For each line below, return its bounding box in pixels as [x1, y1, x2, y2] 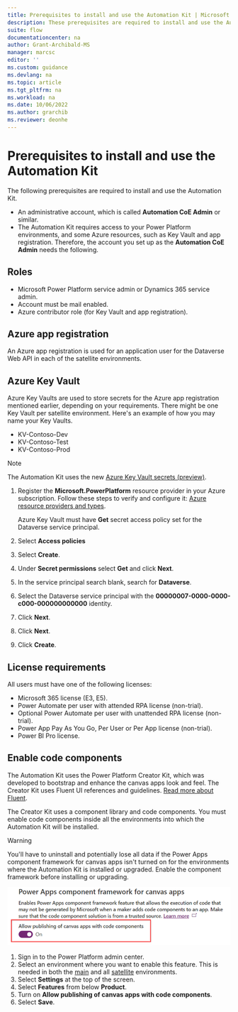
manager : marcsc [7, 49, 55, 56]
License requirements [7, 661, 106, 673]
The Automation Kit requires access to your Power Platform [17, 222, 191, 231]
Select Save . [17, 998, 55, 1006]
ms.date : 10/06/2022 [7, 102, 69, 109]
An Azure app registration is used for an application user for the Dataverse [7, 347, 225, 355]
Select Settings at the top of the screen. [17, 975, 135, 984]
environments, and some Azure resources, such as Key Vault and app [17, 230, 221, 239]
